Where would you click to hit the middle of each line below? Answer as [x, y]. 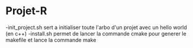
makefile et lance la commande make [51, 40]
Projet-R [26, 11]
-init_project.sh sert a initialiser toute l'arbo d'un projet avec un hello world [96, 27]
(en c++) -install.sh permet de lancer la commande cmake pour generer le [96, 33]
